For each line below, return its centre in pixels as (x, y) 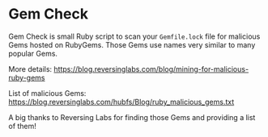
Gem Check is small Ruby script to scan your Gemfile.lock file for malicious (134, 36)
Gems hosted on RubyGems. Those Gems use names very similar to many (132, 44)
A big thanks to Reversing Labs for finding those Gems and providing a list (132, 117)
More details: (30, 68)
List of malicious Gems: (47, 93)
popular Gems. (33, 53)
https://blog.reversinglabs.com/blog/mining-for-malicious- (151, 68)
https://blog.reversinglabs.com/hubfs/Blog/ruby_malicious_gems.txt (121, 102)
